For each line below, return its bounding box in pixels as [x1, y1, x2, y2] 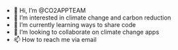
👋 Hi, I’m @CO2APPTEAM [13, 7, 87, 14]
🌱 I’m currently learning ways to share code [13, 21, 136, 28]
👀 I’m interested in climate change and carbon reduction [13, 14, 172, 22]
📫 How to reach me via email [13, 36, 97, 43]
